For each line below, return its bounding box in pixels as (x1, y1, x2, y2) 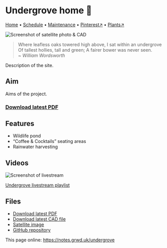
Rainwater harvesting (12, 143, 58, 150)
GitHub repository (12, 227, 51, 233)
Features (5, 119, 34, 128)
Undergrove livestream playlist (5, 182, 70, 189)
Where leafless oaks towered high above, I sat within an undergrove (17, 41, 162, 48)
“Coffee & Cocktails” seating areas (12, 138, 86, 144)
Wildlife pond (12, 133, 41, 139)
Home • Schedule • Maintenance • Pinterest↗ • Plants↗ (5, 22, 124, 28)
